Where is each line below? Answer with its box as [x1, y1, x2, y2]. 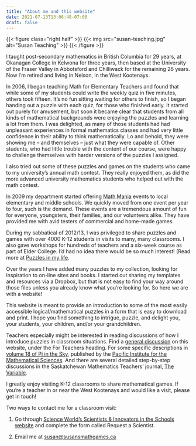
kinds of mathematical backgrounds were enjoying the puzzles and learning [6, 114, 189, 121]
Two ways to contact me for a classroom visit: [6, 404, 117, 411]
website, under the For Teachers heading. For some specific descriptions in [6, 344, 188, 352]
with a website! [6, 291, 43, 298]
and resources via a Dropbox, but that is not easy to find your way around [6, 278, 184, 285]
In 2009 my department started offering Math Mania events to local [6, 193, 169, 200]
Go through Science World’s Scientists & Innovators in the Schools [14, 416, 174, 423]
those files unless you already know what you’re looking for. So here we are [6, 284, 188, 291]
